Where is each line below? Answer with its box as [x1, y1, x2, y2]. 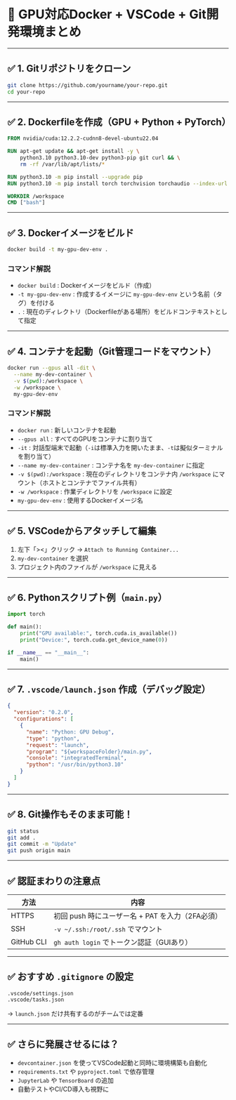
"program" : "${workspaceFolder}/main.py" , [25, 748, 152, 755]
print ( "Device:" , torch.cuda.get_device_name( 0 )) [20, 637, 169, 644]
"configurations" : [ [13, 715, 74, 723]
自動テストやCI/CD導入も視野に [17, 1085, 110, 1093]
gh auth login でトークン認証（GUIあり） [53, 937, 192, 947]
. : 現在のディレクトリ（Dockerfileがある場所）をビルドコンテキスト [17, 307, 216, 316]
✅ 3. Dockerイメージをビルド [7, 227, 134, 239]
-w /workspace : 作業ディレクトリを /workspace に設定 [17, 487, 173, 496]
